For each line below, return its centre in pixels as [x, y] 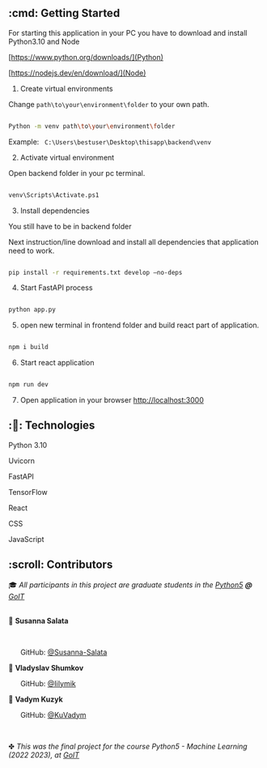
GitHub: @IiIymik [48, 683]
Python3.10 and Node [44, 41]
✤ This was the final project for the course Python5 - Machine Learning [128, 746]
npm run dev [28, 385]
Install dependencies [55, 211]
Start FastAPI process [56, 288]
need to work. [32, 250]
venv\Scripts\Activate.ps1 [54, 195]
